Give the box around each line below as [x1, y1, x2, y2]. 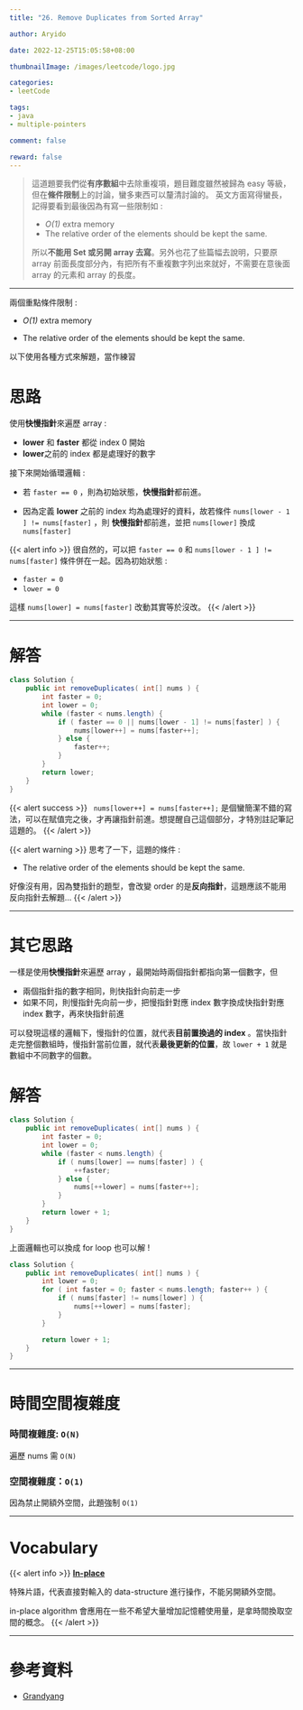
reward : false [9, 153, 63, 162]
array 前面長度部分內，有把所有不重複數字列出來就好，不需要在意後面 [31, 258, 290, 269]
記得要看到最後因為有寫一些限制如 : [31, 200, 163, 212]
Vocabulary [9, 1538, 98, 1558]
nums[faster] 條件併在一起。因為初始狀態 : [9, 556, 168, 567]
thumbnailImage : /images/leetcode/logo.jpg [9, 62, 176, 71]
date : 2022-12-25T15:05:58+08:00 [9, 46, 135, 55]
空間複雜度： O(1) [9, 1474, 84, 1487]
